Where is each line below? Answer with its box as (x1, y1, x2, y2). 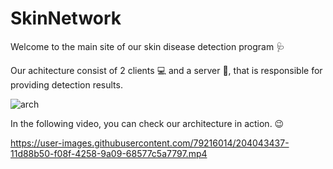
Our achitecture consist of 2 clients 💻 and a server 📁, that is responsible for (10, 64, 323, 76)
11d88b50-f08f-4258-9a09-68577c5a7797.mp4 (10, 147, 208, 159)
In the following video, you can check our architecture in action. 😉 (10, 117, 285, 129)
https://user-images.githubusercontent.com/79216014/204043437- (10, 137, 290, 149)
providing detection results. (10, 78, 123, 91)
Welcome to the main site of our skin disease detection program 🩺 (10, 40, 286, 52)
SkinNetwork (10, 7, 122, 30)
